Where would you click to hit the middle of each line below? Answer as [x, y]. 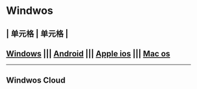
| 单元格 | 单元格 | [37, 33]
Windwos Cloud [36, 80]
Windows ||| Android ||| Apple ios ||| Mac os [88, 54]
